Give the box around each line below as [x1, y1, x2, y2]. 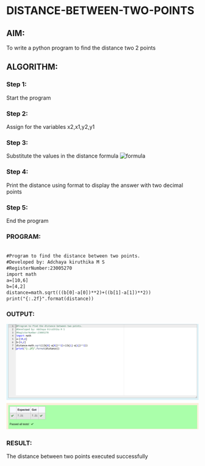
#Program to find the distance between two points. [6, 253, 140, 260]
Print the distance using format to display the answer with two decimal [6, 181, 184, 189]
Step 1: [6, 80, 27, 89]
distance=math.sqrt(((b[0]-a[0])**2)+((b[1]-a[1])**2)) [6, 289, 151, 296]
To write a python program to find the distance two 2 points [6, 44, 156, 51]
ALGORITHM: [6, 62, 58, 72]
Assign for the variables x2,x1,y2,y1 [6, 123, 95, 130]
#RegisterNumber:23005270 [6, 265, 72, 272]
